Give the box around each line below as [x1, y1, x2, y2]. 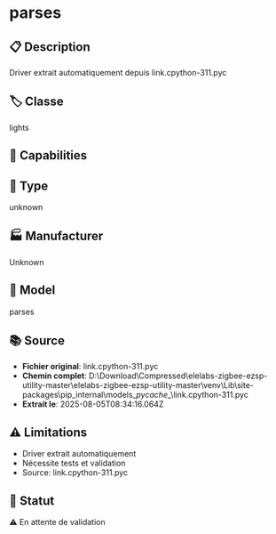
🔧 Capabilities [9, 148, 88, 163]
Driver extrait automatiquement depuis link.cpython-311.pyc [9, 68, 227, 77]
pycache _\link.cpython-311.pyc [136, 390, 248, 400]
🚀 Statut [9, 493, 55, 508]
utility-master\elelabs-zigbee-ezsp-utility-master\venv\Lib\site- [21, 380, 255, 391]
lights [9, 122, 29, 133]
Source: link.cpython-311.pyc [21, 467, 129, 478]
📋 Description [9, 39, 91, 54]
